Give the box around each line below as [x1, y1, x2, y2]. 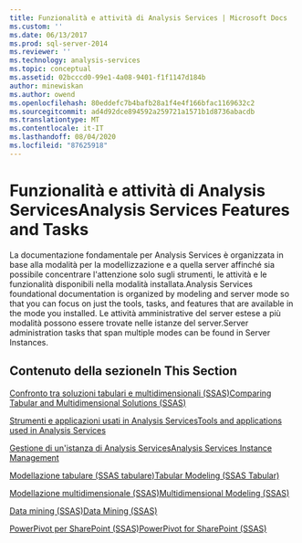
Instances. [9, 336, 48, 347]
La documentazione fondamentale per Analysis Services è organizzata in [9, 249, 285, 261]
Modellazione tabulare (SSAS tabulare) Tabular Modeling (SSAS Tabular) [9, 470, 280, 481]
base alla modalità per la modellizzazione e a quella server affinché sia [9, 259, 276, 270]
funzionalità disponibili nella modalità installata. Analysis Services [9, 278, 254, 289]
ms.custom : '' [9, 22, 64, 31]
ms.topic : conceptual [9, 65, 92, 74]
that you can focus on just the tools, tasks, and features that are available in [9, 298, 294, 309]
